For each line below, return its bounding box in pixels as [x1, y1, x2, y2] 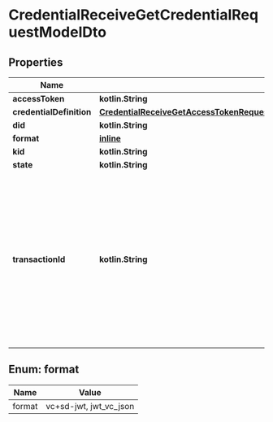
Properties [8, 55, 63, 69]
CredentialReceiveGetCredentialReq [8, 6, 258, 24]
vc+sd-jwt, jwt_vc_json [45, 400, 135, 411]
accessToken [12, 94, 65, 104]
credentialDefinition [12, 107, 92, 117]
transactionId [12, 254, 66, 265]
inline [98, 133, 122, 144]
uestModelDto [8, 23, 107, 41]
